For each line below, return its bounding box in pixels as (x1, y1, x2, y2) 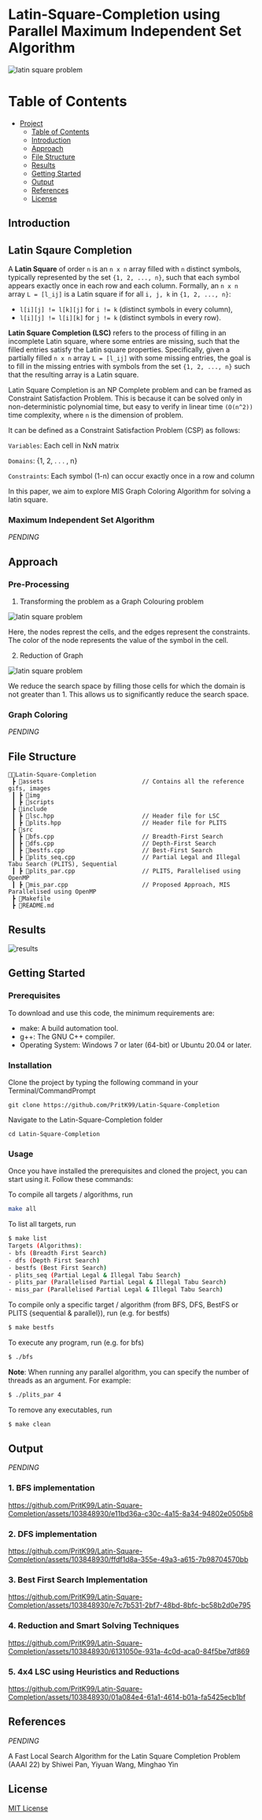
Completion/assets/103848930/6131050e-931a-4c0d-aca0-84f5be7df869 (8, 1646, 250, 1656)
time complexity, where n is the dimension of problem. (8, 411, 183, 420)
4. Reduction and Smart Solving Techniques (8, 1620, 179, 1631)
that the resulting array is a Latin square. (8, 370, 139, 379)
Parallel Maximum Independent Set (8, 22, 242, 40)
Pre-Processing (8, 578, 69, 589)
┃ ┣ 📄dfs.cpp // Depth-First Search (11, 840, 216, 847)
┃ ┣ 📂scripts (11, 799, 55, 807)
